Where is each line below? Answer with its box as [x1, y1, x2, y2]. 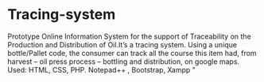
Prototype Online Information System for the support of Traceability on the [7, 32, 251, 41]
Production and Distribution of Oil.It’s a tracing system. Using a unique [7, 39, 238, 49]
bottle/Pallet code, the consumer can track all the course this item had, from [7, 48, 257, 58]
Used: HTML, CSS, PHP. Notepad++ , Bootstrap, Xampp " [7, 65, 196, 74]
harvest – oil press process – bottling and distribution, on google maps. [7, 57, 240, 66]
